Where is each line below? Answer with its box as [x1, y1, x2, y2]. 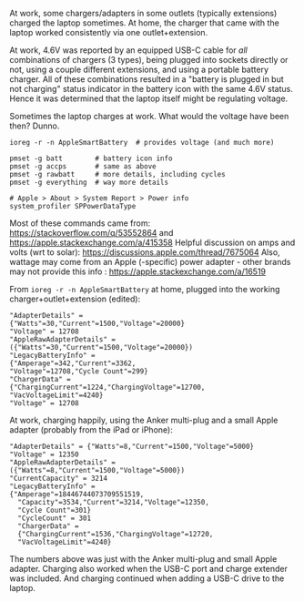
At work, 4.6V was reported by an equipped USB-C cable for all [9, 45, 248, 56]
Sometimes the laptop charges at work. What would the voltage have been [9, 111, 289, 121]
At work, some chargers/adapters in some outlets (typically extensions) [9, 8, 278, 18]
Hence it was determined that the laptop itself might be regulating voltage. [9, 93, 289, 104]
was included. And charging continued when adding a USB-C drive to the [9, 573, 285, 584]
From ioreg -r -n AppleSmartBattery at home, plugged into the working [9, 284, 280, 294]
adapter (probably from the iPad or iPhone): [9, 424, 173, 435]
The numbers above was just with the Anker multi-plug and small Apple [9, 554, 278, 564]
